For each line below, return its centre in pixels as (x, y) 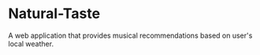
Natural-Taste (54, 14)
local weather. (31, 43)
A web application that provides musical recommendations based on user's (130, 35)
